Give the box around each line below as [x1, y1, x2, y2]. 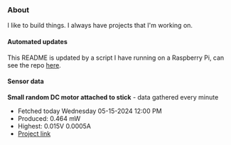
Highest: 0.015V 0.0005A [17, 122, 91, 130]
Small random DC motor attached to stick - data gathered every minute [7, 92, 219, 101]
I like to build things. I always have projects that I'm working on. [7, 21, 193, 30]
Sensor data [7, 77, 44, 86]
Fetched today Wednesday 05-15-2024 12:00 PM [17, 107, 162, 115]
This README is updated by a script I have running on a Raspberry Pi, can [7, 53, 225, 62]
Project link [17, 129, 51, 138]
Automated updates [7, 37, 68, 45]
